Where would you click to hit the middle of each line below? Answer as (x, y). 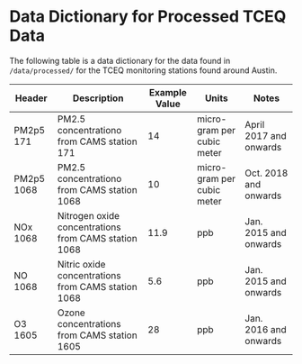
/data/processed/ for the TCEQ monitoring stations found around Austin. (143, 70)
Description (98, 98)
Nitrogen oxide (88, 215)
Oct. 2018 (266, 173)
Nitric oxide (81, 264)
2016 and (266, 329)
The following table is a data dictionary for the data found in (120, 60)
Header (31, 98)
